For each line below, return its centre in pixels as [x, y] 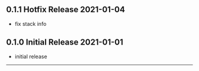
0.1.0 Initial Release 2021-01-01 [65, 43]
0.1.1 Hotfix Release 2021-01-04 [66, 10]
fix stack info [31, 23]
